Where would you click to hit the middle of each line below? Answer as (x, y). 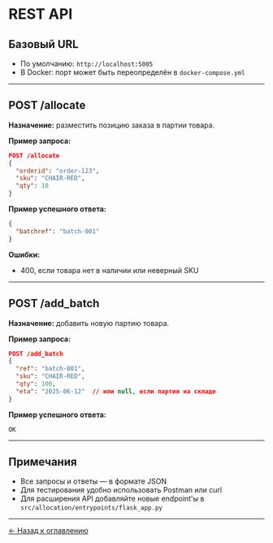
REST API (41, 14)
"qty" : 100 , (36, 384)
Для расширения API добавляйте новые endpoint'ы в (112, 499)
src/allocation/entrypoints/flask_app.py (91, 508)
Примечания (43, 462)
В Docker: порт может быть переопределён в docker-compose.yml (132, 72)
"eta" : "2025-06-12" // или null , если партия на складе (116, 391)
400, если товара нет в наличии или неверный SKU (109, 270)
